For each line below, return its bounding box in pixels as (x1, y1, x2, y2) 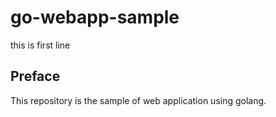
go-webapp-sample (10, 6, 180, 29)
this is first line (10, 39, 71, 51)
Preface (10, 68, 61, 85)
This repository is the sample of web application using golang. (10, 94, 267, 106)
